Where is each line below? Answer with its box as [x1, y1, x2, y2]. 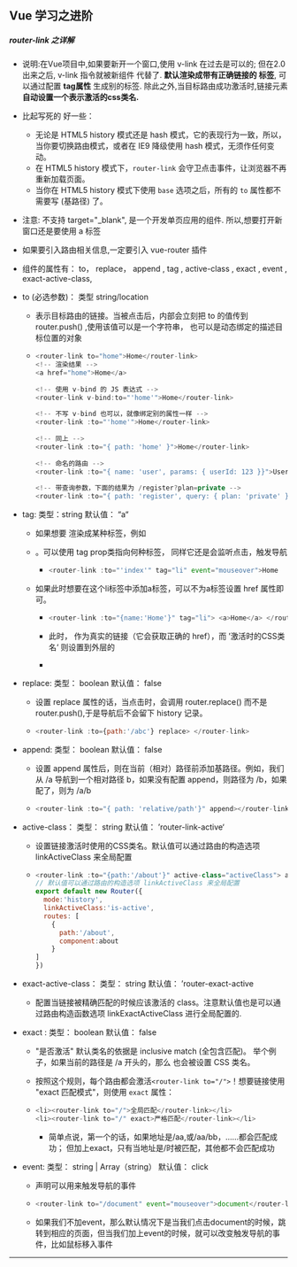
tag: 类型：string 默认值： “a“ [21, 509, 129, 520]
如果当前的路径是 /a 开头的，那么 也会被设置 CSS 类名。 [50, 1057, 255, 1068]
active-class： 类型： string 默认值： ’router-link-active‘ [21, 822, 225, 832]
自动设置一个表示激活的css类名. [21, 92, 140, 103]
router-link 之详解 [9, 35, 75, 45]
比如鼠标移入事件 [50, 1239, 113, 1249]
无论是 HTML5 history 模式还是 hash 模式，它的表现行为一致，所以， [34, 129, 286, 140]
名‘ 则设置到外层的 [48, 641, 115, 653]
